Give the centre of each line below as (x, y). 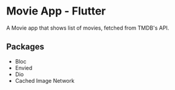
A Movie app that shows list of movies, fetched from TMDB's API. (88, 28)
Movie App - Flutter (56, 11)
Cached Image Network (45, 80)
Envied (24, 68)
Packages (25, 47)
